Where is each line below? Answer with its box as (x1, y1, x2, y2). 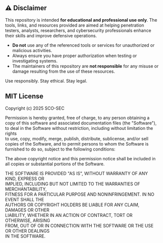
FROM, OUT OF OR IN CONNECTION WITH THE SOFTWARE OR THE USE (5, 222, 154, 228)
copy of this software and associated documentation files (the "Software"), (5, 120, 157, 126)
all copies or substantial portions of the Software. (5, 161, 105, 167)
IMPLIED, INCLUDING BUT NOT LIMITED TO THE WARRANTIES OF (5, 181, 140, 186)
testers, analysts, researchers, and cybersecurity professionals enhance (5, 27, 151, 33)
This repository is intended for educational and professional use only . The (5, 17, 158, 23)
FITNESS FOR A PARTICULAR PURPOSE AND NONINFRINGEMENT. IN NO (5, 191, 155, 197)
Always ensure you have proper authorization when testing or (12, 53, 137, 59)
